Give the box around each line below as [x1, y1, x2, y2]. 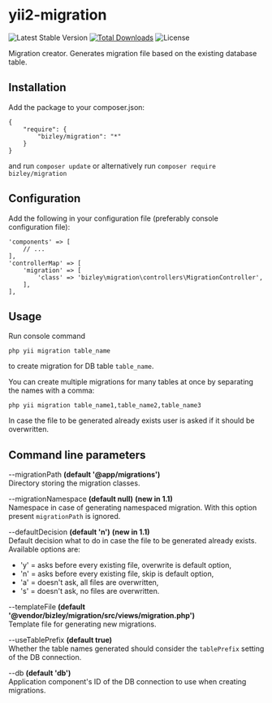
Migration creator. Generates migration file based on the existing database [8, 48, 257, 58]
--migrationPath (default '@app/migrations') [8, 470, 161, 480]
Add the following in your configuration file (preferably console [8, 213, 219, 223]
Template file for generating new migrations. [8, 619, 157, 629]
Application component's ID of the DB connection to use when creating [8, 677, 247, 687]
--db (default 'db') [8, 668, 71, 678]
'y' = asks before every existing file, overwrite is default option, [19, 560, 231, 570]
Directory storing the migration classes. [8, 478, 140, 488]
